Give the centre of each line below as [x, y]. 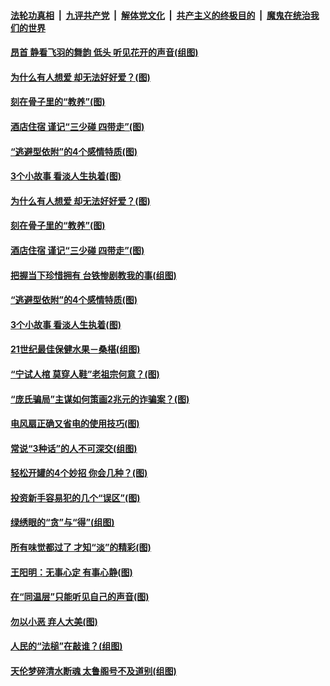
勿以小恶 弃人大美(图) [54, 621]
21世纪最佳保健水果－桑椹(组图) [75, 349]
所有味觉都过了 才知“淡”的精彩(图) [81, 547]
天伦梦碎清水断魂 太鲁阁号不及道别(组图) [93, 671]
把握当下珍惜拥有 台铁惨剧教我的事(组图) [93, 275]
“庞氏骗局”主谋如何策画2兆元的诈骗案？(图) [100, 399]
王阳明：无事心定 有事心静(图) [71, 572]
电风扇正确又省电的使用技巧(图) [75, 424]
